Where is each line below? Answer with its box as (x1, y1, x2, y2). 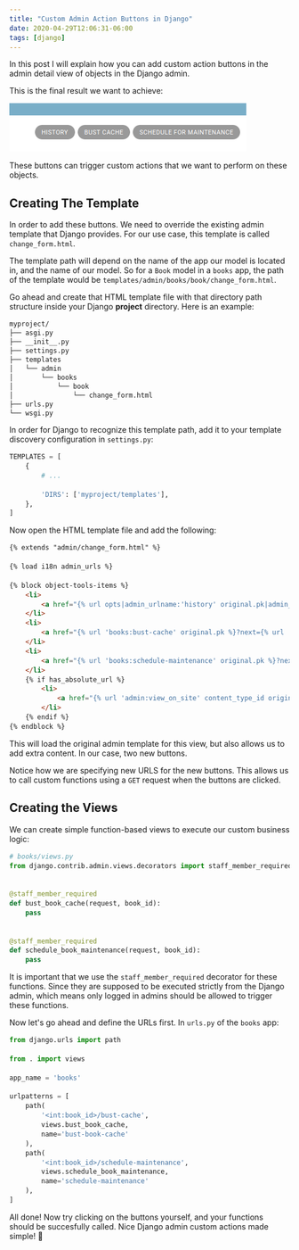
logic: (9, 833, 29, 844)
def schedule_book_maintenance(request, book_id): (9, 946, 201, 955)
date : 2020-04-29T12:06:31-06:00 (9, 23, 133, 33)
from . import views (9, 1054, 86, 1064)
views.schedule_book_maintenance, (41, 1167, 169, 1177)
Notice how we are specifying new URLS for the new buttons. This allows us (9, 765, 289, 775)
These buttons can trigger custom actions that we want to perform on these (9, 161, 287, 171)
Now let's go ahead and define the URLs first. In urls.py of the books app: (9, 1017, 279, 1028)
